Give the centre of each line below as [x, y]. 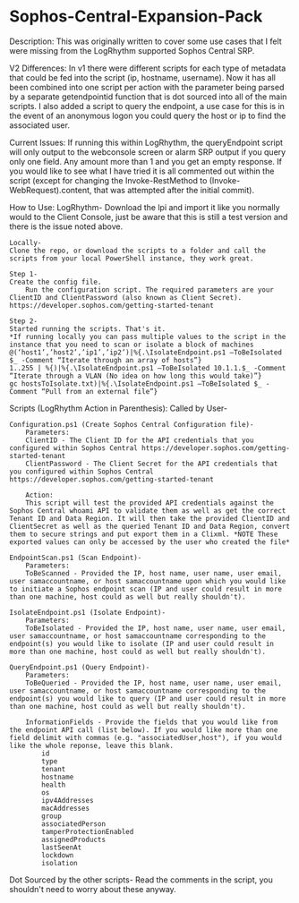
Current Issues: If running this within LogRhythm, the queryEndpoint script [146, 142]
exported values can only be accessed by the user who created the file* [150, 542]
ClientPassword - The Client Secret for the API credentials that [152, 464]
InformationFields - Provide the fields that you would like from [152, 722]
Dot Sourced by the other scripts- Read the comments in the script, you [141, 880]
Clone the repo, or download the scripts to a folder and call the [138, 251]
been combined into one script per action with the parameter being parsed [147, 87]
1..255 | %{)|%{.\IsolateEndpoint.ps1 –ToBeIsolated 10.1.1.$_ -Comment [148, 368]
